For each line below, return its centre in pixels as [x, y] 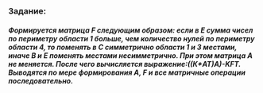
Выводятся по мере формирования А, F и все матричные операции [127, 72]
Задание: [27, 11]
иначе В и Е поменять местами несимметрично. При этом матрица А [130, 55]
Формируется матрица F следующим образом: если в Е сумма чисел [131, 30]
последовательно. [41, 80]
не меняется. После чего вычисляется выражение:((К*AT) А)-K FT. [124, 64]
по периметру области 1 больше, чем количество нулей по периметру [132, 38]
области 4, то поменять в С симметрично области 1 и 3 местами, [123, 47]
